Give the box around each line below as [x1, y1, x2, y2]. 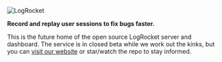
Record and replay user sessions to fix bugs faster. [7, 20, 156, 27]
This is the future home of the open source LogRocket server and [7, 33, 192, 41]
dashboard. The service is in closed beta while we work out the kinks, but [7, 40, 215, 48]
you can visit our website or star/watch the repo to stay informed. [7, 48, 192, 55]
